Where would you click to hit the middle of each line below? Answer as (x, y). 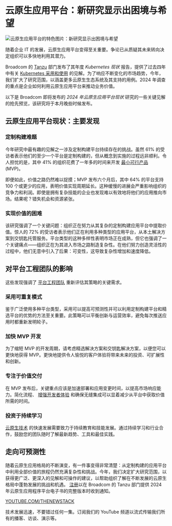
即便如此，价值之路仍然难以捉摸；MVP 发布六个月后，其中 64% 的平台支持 (84, 179)
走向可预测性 (26, 452)
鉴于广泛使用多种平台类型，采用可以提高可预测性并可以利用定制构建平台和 (84, 309)
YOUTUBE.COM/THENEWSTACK (40, 501)
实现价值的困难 (24, 213)
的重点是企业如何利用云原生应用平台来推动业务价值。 (61, 86)
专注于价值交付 (24, 376)
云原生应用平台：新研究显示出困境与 (82, 11)
